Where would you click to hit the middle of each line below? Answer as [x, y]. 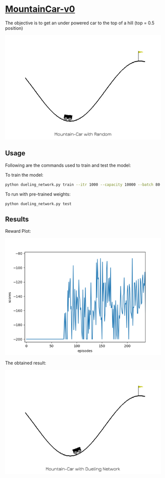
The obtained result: [26, 363]
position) [14, 28]
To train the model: [24, 175]
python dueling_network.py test [38, 204]
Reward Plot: [18, 231]
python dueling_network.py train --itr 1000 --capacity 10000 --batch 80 [83, 185]
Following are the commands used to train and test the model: [68, 165]
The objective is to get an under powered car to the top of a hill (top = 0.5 [80, 23]
